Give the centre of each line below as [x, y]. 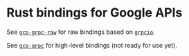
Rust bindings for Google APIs [94, 13]
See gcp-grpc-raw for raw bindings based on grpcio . [81, 32]
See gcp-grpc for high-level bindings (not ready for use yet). [92, 45]
